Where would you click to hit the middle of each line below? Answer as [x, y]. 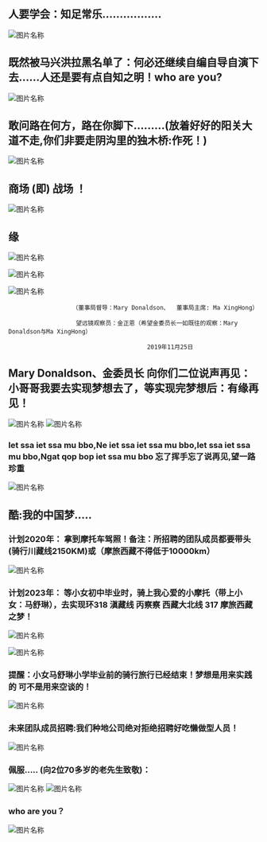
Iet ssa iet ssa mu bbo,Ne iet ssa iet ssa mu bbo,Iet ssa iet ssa [130, 445]
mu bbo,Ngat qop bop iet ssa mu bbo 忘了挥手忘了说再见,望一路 [132, 456]
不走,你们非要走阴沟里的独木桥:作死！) [113, 140]
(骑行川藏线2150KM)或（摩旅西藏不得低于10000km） [112, 552]
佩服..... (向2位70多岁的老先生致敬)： [79, 770]
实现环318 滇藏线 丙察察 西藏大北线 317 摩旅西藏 [161, 605]
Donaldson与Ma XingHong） [50, 332]
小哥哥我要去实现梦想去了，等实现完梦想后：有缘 [128, 388]
